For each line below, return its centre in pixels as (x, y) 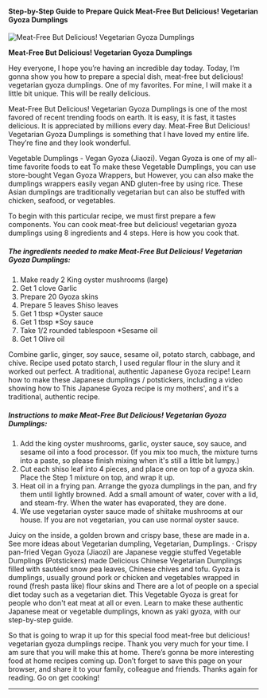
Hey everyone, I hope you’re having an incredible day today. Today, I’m (124, 69)
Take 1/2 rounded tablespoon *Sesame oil (89, 331)
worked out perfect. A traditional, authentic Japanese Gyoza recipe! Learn (130, 371)
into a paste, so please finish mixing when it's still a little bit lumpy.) (130, 461)
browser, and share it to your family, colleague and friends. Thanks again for (133, 669)
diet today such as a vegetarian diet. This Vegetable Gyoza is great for (123, 594)
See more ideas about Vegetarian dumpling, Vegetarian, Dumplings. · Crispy (133, 544)
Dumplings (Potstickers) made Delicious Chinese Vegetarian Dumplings (125, 561)
